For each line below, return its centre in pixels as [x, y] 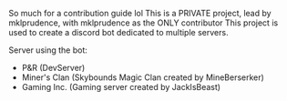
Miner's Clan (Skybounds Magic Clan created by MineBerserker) [143, 77]
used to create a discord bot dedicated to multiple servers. [118, 32]
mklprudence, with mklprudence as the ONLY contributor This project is [143, 23]
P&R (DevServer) [53, 68]
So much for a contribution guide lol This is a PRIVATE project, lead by [140, 13]
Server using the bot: [48, 50]
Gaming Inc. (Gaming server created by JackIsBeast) [121, 87]
